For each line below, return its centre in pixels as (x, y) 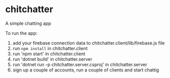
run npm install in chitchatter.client (50, 48)
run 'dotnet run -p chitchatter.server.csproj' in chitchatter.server (80, 64)
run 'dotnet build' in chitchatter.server (52, 59)
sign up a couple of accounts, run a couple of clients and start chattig (86, 70)
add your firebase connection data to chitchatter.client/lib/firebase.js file (89, 43)
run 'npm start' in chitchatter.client (49, 54)
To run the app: (21, 33)
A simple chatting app (28, 23)
